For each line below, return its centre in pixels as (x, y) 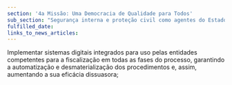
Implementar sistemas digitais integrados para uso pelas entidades (103, 53)
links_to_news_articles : (43, 33)
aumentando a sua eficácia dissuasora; (63, 75)
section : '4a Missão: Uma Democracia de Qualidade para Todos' (100, 13)
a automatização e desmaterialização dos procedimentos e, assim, (102, 67)
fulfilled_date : (30, 26)
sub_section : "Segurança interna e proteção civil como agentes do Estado (117, 20)
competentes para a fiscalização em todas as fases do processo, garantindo (116, 60)
